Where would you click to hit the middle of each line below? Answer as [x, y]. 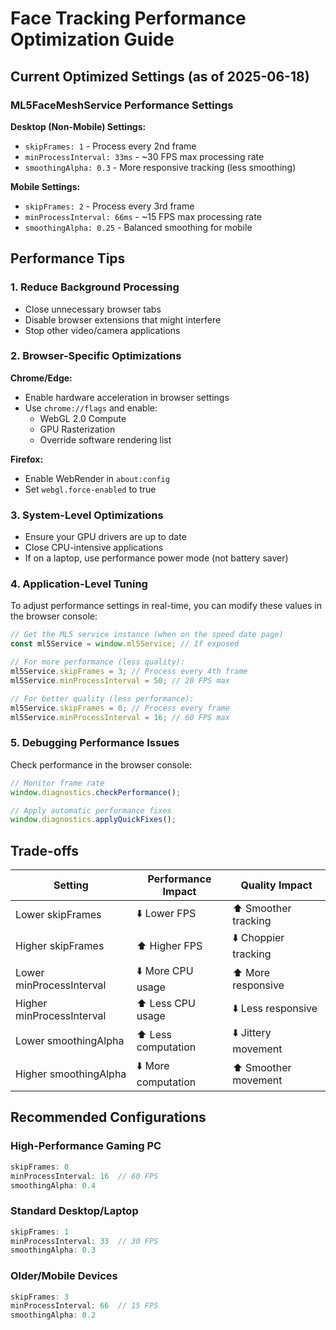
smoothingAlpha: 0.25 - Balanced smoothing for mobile [138, 227]
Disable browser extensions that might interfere [123, 319]
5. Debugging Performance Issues [95, 743]
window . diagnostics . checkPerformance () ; [96, 792]
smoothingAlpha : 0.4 [53, 1185]
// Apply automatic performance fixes [91, 810]
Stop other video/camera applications [102, 330]
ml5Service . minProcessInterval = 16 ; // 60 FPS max [120, 717]
